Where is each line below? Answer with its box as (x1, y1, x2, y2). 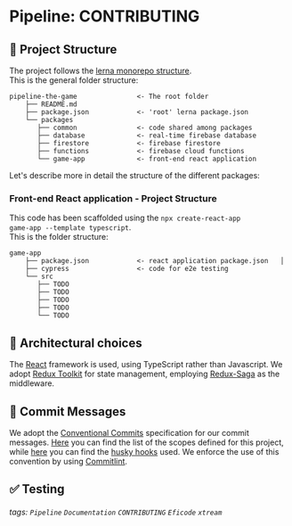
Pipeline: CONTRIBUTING (9, 6, 200, 27)
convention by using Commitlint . (9, 456, 127, 466)
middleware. (9, 378, 55, 389)
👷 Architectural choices (9, 335, 142, 350)
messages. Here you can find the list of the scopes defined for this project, (9, 437, 285, 448)
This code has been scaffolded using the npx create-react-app (9, 212, 241, 224)
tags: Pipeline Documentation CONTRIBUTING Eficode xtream (9, 506, 223, 517)
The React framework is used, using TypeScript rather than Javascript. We (9, 359, 283, 370)
